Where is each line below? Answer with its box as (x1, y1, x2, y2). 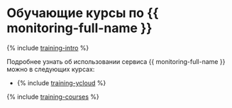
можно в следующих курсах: (6, 65, 95, 73)
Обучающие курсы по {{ (6, 5, 159, 21)
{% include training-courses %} (6, 92, 100, 101)
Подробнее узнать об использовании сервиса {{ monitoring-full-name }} (6, 57, 226, 65)
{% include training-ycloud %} (16, 78, 106, 87)
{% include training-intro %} (6, 43, 89, 52)
